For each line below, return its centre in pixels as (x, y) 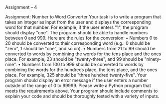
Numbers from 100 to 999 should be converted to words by (83, 64)
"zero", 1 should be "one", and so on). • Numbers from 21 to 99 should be (80, 49)
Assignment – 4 (21, 7)
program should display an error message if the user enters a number (77, 80)
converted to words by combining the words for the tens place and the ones (83, 54)
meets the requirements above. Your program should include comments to (82, 91)
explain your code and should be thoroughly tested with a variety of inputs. (82, 96)
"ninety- (153, 59)
